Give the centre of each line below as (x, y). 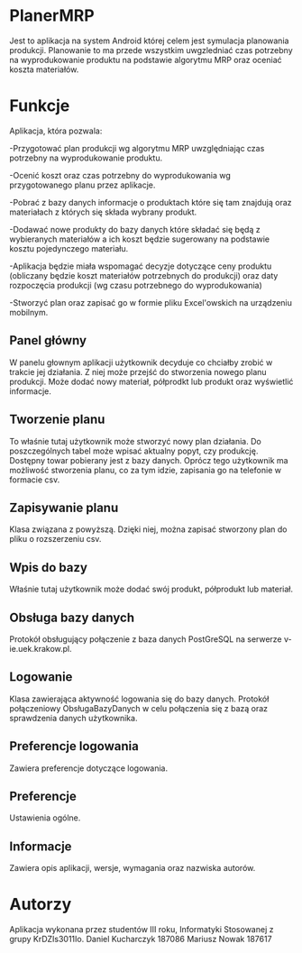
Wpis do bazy (49, 568)
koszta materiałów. (44, 69)
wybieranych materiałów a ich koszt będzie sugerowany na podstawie (140, 239)
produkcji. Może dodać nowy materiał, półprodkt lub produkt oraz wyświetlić (151, 381)
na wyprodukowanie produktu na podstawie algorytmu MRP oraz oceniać (146, 60)
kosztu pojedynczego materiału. (69, 248)
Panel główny (48, 340)
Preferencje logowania (74, 746)
